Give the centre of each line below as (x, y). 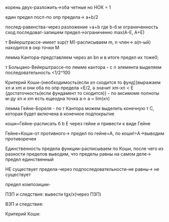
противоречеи (21, 139)
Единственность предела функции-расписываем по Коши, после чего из (84, 149)
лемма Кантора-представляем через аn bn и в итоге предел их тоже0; (82, 57)
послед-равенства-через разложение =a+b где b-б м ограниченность (82, 27)
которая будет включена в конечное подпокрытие (60, 114)
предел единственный (30, 159)
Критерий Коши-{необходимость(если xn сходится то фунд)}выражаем (83, 82)
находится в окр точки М (32, 47)
